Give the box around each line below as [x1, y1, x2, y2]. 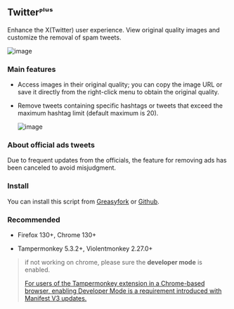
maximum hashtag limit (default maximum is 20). [17, 109, 159, 118]
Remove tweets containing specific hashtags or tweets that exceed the [17, 101, 223, 110]
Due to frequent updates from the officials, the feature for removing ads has [7, 156, 227, 165]
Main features [7, 64, 56, 74]
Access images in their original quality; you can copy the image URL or [17, 80, 223, 89]
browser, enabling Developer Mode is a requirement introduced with [24, 286, 222, 295]
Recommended [7, 215, 61, 225]
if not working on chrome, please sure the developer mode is [24, 258, 202, 266]
